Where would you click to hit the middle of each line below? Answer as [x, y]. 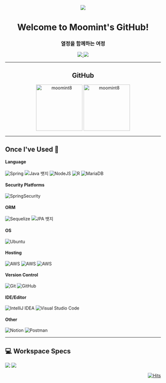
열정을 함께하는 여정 [83, 44]
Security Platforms [25, 185]
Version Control [22, 275]
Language [16, 162]
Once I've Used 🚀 [32, 149]
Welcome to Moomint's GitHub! [83, 27]
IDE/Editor [16, 297]
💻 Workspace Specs [38, 351]
